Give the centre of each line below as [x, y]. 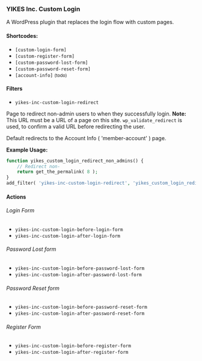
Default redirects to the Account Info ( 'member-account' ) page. [86, 138]
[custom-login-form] [41, 50]
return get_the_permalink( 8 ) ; [57, 172]
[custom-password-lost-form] [51, 63]
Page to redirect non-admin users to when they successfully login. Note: [96, 114]
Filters [14, 88]
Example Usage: [27, 150]
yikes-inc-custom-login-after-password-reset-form [80, 314]
